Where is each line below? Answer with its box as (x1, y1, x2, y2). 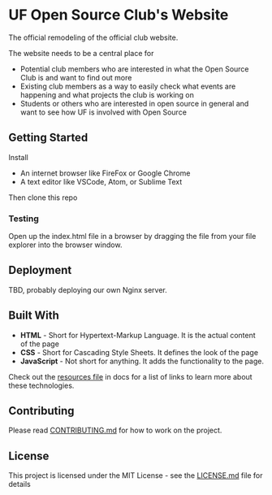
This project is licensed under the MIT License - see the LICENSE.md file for (8, 471, 263, 480)
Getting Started (8, 131, 89, 145)
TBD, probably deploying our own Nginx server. (8, 284, 168, 294)
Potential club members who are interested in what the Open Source (19, 63, 249, 74)
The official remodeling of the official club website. (8, 33, 179, 42)
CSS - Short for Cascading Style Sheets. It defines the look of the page (19, 347, 258, 357)
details (8, 480, 31, 489)
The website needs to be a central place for (8, 48, 154, 58)
